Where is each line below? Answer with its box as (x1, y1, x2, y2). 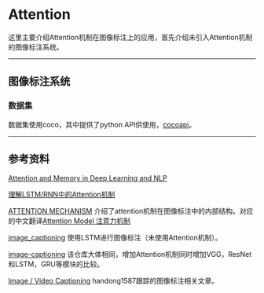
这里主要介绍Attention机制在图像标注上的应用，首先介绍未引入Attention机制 (8, 32, 253, 42)
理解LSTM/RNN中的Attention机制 (8, 190, 115, 200)
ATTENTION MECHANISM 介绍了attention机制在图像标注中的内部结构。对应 (8, 207, 254, 216)
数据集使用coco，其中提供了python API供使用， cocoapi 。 (8, 119, 196, 129)
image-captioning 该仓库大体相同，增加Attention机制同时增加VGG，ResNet (8, 250, 252, 259)
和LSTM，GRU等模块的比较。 (8, 259, 104, 269)
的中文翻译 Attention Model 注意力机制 (8, 216, 131, 225)
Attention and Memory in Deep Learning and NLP (8, 174, 167, 183)
